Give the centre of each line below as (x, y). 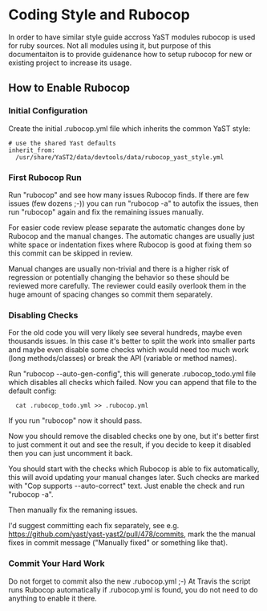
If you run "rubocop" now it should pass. (75, 420)
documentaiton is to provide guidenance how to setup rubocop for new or (130, 54)
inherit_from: (32, 150)
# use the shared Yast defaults (62, 143)
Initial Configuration (48, 111)
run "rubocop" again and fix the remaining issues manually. (106, 211)
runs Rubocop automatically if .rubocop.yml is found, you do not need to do (133, 589)
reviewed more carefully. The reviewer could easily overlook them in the (127, 285)
